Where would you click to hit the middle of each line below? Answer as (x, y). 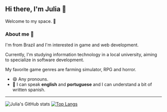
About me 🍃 (19, 34)
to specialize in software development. (45, 60)
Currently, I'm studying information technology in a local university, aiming (81, 55)
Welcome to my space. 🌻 (31, 21)
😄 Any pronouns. (30, 79)
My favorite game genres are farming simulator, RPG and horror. (71, 70)
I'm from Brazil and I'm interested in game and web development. (72, 45)
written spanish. (29, 90)
